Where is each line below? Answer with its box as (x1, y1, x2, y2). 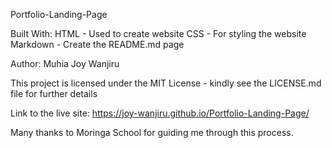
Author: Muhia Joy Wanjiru (10, 58, 120, 69)
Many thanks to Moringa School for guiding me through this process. (10, 127, 294, 138)
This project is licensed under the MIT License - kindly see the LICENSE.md (10, 77, 322, 89)
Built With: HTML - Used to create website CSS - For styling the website (10, 28, 307, 39)
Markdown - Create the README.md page (10, 39, 185, 50)
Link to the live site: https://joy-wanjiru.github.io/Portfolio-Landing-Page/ (10, 107, 310, 119)
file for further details (10, 88, 98, 99)
